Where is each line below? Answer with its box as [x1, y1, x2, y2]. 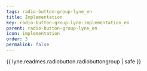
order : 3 [6, 36, 28, 42]
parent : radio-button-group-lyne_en [6, 25, 97, 31]
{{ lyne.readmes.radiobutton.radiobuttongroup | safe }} [6, 57, 142, 65]
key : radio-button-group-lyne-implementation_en [6, 20, 130, 25]
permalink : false [6, 42, 50, 48]
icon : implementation [6, 31, 60, 37]
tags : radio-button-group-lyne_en [6, 8, 93, 15]
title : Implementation [6, 14, 63, 20]
